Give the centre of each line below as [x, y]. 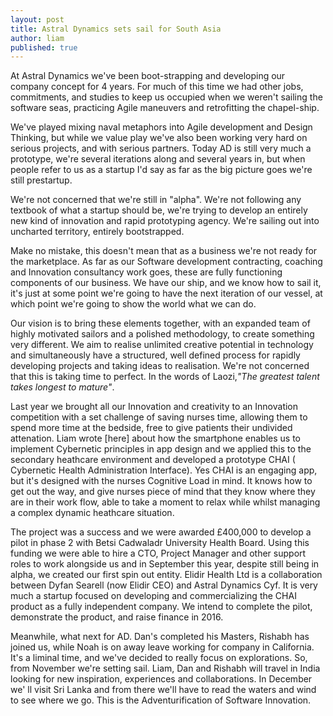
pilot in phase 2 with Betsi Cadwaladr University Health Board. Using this [160, 543]
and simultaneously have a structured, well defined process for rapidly [155, 355]
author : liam [37, 38]
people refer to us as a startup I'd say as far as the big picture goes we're [161, 170]
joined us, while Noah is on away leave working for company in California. [162, 647]
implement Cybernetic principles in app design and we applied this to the [161, 449]
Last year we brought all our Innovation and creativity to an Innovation [154, 407]
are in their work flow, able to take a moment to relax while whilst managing [165, 502]
